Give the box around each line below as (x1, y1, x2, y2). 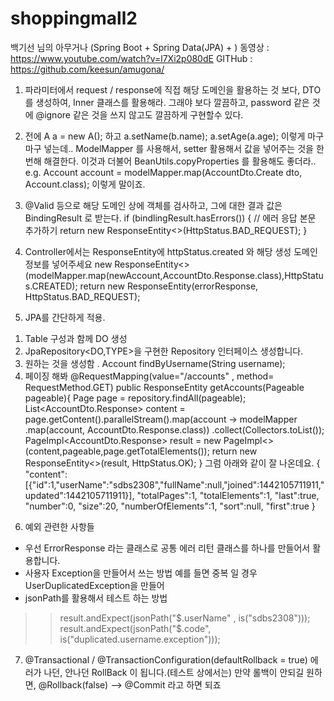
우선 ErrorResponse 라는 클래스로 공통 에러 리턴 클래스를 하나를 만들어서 (24, 542, 311, 554)
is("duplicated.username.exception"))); (59, 633, 221, 645)
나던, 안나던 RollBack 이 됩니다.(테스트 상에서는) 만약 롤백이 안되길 (43, 666, 305, 678)
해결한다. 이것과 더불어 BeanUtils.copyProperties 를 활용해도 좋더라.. (43, 155, 317, 167)
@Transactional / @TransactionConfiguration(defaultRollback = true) (24, 653, 308, 666)
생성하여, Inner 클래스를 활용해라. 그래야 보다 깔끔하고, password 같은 (35, 96, 310, 108)
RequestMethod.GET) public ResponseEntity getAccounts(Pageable (24, 381, 305, 393)
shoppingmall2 (10, 7, 138, 30)
